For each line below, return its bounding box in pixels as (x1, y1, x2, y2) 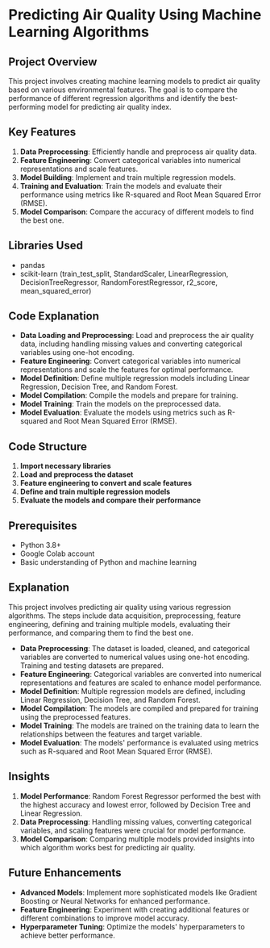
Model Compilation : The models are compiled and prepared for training (19, 704, 260, 713)
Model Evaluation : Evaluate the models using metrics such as (19, 407, 226, 417)
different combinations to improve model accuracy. (19, 913, 189, 923)
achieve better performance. (19, 930, 115, 940)
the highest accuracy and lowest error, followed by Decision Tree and (19, 800, 251, 809)
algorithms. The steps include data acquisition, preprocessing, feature (8, 611, 242, 620)
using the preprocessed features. (19, 712, 131, 721)
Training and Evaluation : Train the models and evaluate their (19, 181, 222, 190)
